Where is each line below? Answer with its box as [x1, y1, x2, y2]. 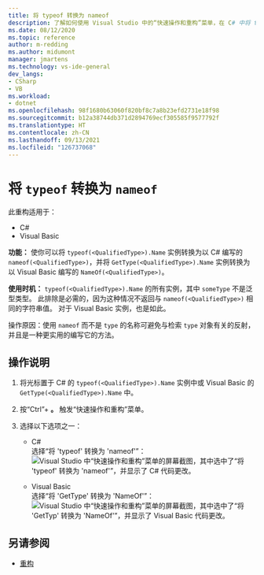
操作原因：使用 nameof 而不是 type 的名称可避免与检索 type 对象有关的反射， [8, 321, 255, 330]
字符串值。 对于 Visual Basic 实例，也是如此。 [21, 304, 170, 313]
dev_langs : [8, 70, 44, 78]
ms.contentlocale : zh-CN [8, 128, 90, 136]
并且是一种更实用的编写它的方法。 [8, 330, 119, 339]
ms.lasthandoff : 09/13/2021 [8, 135, 101, 144]
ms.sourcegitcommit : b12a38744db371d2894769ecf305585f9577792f [8, 114, 220, 122]
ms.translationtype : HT [8, 121, 86, 129]
